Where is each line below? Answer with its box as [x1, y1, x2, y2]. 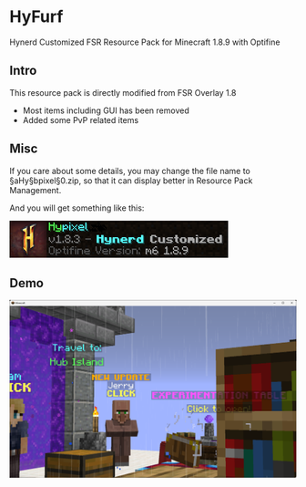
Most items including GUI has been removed [22, 105, 189, 116]
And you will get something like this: [9, 202, 145, 213]
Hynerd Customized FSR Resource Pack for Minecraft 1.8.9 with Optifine [9, 36, 280, 47]
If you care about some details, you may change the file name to [9, 165, 250, 176]
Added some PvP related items [22, 114, 139, 125]
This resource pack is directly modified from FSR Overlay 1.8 [9, 87, 237, 98]
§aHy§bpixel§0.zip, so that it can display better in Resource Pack [9, 175, 253, 186]
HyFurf [9, 6, 64, 27]
